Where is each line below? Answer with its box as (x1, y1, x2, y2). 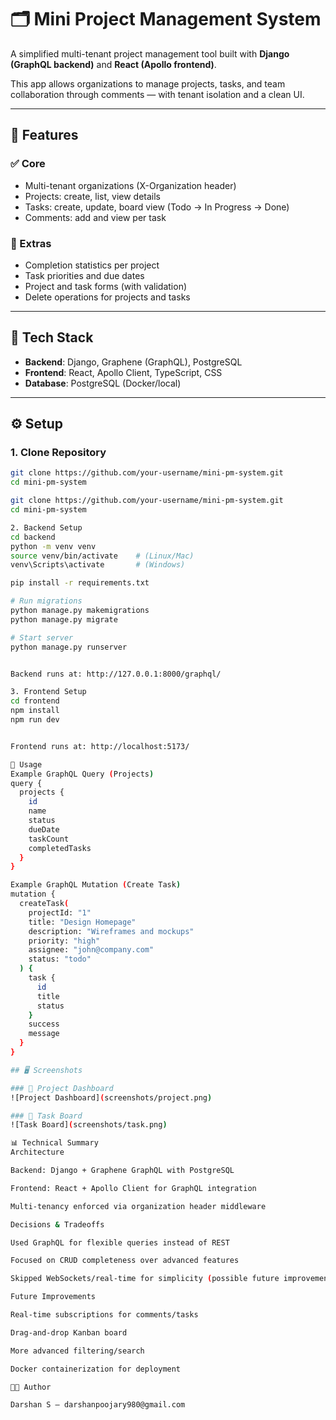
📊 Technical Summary (10, 1138, 99, 1148)
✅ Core (10, 157, 46, 171)
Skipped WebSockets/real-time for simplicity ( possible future (10, 1274, 280, 1284)
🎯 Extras (10, 236, 52, 250)
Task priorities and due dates (24, 269, 145, 281)
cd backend (10, 532, 56, 542)
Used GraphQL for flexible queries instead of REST (10, 1237, 230, 1248)
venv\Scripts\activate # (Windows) (10, 560, 186, 570)
